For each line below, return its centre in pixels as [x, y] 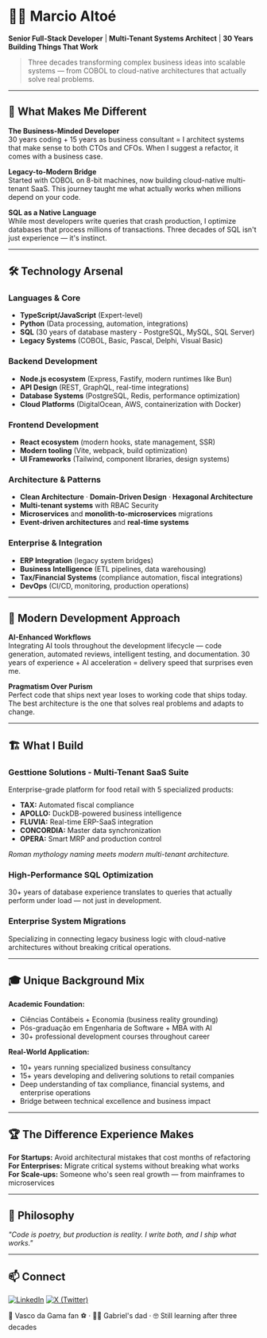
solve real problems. [61, 79]
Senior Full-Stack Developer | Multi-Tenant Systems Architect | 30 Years [131, 38]
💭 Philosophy [41, 1215]
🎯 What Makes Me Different [77, 112]
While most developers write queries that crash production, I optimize [122, 221]
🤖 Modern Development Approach [94, 618]
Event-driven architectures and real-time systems [104, 522]
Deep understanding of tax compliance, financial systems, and [122, 1084]
